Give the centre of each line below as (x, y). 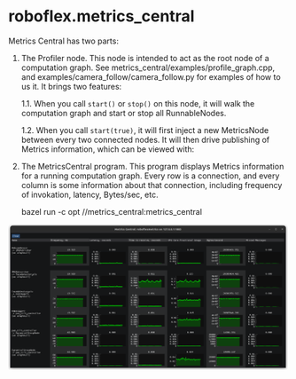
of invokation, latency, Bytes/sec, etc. (90, 194)
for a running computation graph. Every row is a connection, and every (150, 176)
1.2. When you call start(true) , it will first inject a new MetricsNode (145, 130)
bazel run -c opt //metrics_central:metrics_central (112, 211)
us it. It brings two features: (71, 86)
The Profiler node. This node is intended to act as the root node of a (145, 58)
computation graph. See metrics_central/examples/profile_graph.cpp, (148, 67)
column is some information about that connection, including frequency (152, 185)
